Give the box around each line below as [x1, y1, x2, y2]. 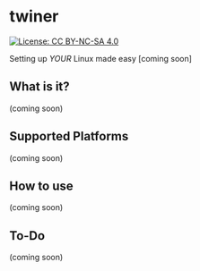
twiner [9, 6, 59, 27]
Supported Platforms [9, 129, 129, 144]
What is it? [9, 79, 70, 95]
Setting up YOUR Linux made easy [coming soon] [9, 53, 193, 64]
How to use [9, 178, 74, 193]
